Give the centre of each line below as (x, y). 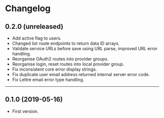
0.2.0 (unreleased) (34, 27)
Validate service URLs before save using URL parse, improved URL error (85, 49)
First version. (25, 111)
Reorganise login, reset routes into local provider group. (68, 64)
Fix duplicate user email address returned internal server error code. (81, 74)
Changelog (28, 9)
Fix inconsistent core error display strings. (54, 69)
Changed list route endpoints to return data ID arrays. (66, 43)
